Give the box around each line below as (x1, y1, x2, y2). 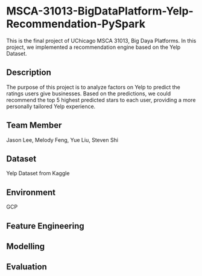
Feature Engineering (6, 220, 84, 231)
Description (6, 68, 51, 78)
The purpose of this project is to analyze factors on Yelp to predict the (6, 83, 181, 91)
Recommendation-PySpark (6, 17, 146, 31)
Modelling (6, 241, 45, 251)
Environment (6, 187, 56, 197)
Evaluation (6, 262, 47, 272)
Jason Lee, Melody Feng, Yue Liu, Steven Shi (6, 136, 119, 143)
